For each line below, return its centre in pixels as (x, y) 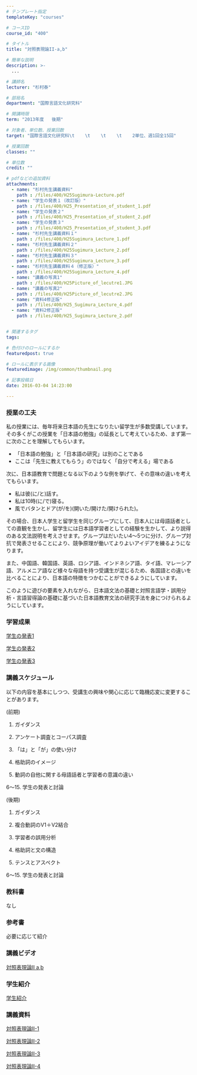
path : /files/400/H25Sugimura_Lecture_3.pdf (74, 261)
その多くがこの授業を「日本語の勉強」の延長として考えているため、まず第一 (98, 434)
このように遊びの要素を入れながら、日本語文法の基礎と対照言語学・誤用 (94, 591)
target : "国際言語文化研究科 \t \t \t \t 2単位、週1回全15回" (91, 136)
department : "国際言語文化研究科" (44, 103)
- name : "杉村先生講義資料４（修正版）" (55, 266)
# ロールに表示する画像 (31, 364)
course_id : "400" (27, 33)
